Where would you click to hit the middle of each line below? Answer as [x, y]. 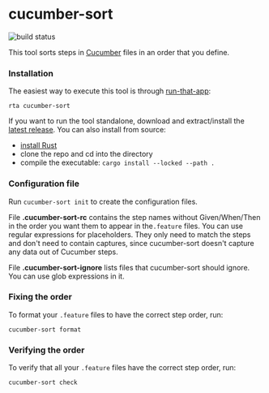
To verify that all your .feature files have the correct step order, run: [122, 368]
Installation [31, 73]
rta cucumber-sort [39, 106]
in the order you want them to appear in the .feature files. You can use [126, 226]
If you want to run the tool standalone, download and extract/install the [126, 121]
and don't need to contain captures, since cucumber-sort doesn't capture [132, 243]
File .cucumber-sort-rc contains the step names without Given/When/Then [134, 217]
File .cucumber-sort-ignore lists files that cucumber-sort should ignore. [129, 267]
